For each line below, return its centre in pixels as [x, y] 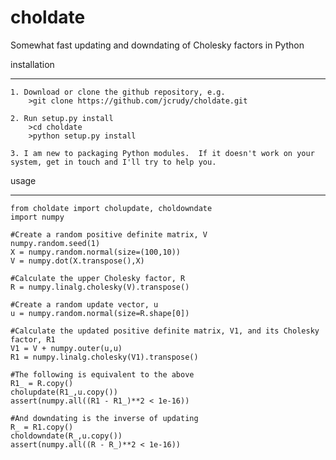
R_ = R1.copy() [42, 427]
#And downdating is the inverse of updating [104, 418]
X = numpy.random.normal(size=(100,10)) [96, 252]
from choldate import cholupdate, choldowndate [111, 208]
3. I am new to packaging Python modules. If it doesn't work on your [162, 153]
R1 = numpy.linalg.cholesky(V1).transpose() [104, 357]
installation [32, 64]
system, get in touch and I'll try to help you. [113, 162]
